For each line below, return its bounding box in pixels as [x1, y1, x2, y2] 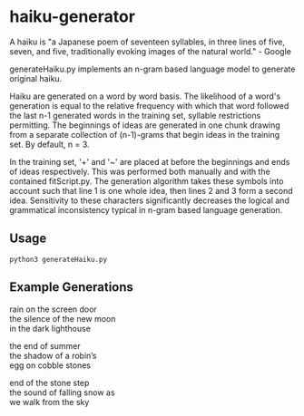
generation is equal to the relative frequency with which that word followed [9, 100, 289, 111]
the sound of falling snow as [9, 387, 115, 398]
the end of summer [9, 340, 82, 351]
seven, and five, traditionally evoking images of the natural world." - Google [9, 45, 292, 56]
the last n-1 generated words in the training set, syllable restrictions [9, 110, 261, 121]
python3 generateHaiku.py [9, 255, 107, 264]
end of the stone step [9, 377, 90, 388]
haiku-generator [9, 6, 136, 27]
